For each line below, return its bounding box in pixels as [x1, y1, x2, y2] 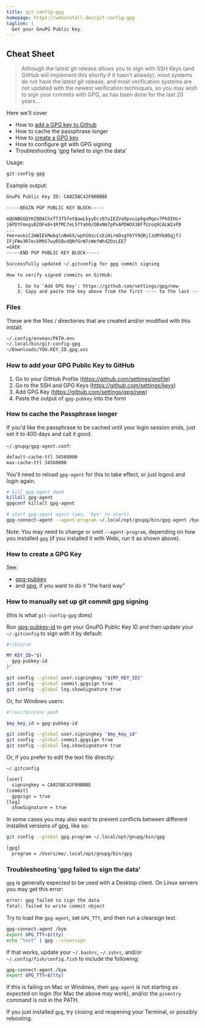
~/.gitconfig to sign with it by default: [6, 629, 103, 637]
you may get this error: [6, 886, 64, 893]
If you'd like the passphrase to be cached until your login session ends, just [6, 423, 196, 431]
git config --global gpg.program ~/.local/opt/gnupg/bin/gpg [6, 834, 165, 840]
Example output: [6, 182, 48, 189]
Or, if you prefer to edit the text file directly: [6, 753, 115, 761]
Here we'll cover [6, 109, 48, 117]
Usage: [6, 159, 24, 166]
